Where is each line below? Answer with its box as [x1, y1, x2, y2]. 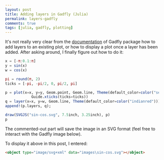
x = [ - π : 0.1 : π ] [5, 59, 36, 64]
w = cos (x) [5, 68, 27, 72]
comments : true [5, 21, 36, 26]
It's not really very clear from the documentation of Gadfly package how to [5, 39, 156, 45]
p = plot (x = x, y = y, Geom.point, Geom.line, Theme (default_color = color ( [5, 90, 154, 95]
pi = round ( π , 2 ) [5, 76, 41, 81]
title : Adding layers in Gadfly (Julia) [5, 12, 89, 17]
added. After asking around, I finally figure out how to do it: [5, 49, 123, 55]
